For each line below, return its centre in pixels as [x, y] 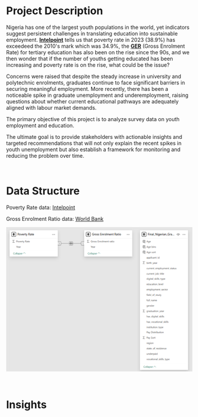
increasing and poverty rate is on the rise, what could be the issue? [88, 65]
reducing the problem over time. [45, 155]
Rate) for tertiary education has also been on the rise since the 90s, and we [98, 52]
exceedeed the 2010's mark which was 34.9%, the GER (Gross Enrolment [95, 46]
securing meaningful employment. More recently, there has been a [87, 89]
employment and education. [40, 125]
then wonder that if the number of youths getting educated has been [90, 58]
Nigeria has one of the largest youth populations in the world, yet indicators [98, 27]
